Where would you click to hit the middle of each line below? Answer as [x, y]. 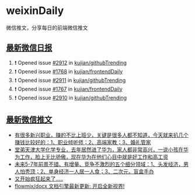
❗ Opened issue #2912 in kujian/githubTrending [71, 62]
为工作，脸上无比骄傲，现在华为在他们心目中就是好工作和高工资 [91, 156]
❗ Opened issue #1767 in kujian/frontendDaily [68, 89]
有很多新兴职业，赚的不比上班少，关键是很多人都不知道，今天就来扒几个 [101, 135]
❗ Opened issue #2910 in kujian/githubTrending [71, 97]
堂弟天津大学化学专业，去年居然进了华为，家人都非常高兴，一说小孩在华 [101, 149]
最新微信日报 [29, 48]
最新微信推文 [29, 120]
